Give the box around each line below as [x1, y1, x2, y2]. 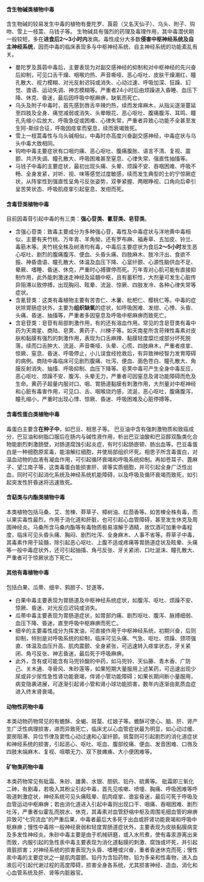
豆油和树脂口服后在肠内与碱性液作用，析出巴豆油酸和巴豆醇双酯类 [22, 433, 187, 440]
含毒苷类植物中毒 [6, 200, 49, 208]
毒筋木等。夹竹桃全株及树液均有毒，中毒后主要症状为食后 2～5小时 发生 [15, 243, 192, 251]
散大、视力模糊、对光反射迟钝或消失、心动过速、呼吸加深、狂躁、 [20, 79, 186, 86]
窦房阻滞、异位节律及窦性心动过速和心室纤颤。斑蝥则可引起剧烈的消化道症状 [6, 733, 198, 740]
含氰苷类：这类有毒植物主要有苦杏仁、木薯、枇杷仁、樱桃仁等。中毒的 [15, 296, 191, 304]
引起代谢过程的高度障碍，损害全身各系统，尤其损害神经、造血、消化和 [22, 861, 198, 869]
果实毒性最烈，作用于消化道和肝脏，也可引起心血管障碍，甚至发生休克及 [11, 516, 192, 523]
